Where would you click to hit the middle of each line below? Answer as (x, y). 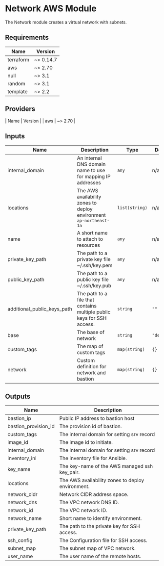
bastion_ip (20, 418)
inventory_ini (22, 458)
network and (91, 373)
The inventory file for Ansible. (93, 458)
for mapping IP (94, 177)
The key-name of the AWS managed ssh (106, 466)
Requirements (27, 38)
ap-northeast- (93, 221)
